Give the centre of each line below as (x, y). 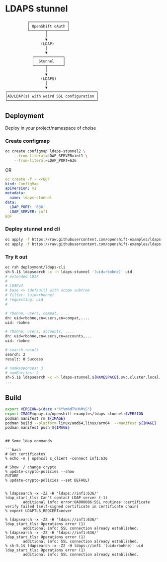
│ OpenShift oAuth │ (48, 26)
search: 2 (15, 354)
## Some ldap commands (29, 441)
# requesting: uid (24, 300)
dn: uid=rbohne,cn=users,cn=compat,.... (48, 318)
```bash (13, 450)
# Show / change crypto (31, 467)
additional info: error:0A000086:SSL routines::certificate (86, 502)
